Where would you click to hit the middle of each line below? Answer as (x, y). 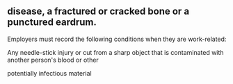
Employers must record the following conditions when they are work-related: (117, 39)
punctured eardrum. (52, 23)
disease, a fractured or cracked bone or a (98, 11)
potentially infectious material (49, 73)
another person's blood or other (53, 60)
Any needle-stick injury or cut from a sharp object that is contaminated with (115, 52)
